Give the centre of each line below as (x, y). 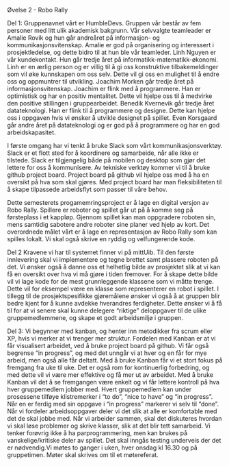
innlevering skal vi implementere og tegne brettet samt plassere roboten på (113, 259)
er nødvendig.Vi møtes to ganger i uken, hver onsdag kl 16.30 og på (103, 447)
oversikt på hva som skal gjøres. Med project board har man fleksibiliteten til (114, 182)
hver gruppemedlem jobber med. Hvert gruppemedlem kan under (99, 389)
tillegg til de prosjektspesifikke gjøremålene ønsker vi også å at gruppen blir (113, 296)
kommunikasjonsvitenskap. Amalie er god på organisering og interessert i (110, 45)
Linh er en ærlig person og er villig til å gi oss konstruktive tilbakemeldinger (113, 67)
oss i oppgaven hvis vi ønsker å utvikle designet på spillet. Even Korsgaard (112, 118)
